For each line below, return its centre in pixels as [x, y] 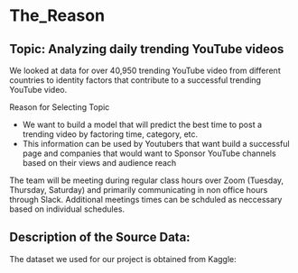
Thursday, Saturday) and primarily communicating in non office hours [139, 190]
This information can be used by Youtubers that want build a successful [156, 144]
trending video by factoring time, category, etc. [110, 134]
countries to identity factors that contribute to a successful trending [135, 80]
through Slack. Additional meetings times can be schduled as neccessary [146, 200]
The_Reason [57, 16]
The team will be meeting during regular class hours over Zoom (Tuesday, [147, 180]
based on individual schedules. [67, 209]
